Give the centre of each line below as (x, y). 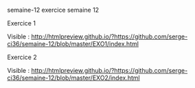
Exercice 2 (22, 57)
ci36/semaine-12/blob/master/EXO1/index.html (73, 44)
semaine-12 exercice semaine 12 (53, 10)
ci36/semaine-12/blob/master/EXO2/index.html (73, 78)
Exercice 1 (22, 23)
